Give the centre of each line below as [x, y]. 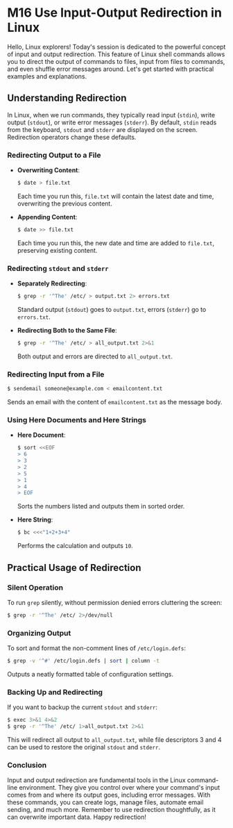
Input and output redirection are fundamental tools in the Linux [96, 780]
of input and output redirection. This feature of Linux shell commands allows [116, 54]
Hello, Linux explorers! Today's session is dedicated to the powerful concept [116, 47]
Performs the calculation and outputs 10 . [75, 546]
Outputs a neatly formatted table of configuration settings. [90, 674]
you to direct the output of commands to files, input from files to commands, [116, 61]
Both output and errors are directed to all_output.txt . [95, 356]
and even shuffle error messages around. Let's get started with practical [111, 69]
